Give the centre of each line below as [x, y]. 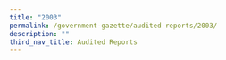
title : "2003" [36, 17]
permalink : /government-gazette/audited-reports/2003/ [113, 26]
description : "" [39, 34]
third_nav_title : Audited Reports [74, 42]
